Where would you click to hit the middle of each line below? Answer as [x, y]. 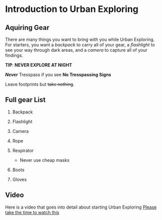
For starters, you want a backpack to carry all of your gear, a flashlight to [80, 45]
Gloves [19, 179]
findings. [14, 55]
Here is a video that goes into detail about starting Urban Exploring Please [81, 207]
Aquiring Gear [27, 28]
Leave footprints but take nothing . [40, 84]
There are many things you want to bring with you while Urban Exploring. [80, 39]
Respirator [23, 150]
